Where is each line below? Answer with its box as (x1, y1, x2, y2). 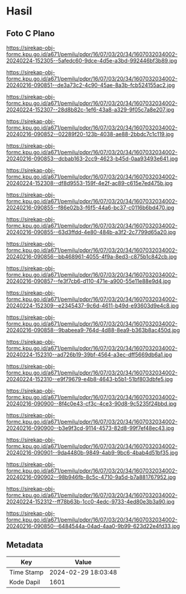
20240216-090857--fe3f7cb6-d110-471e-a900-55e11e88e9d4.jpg (6, 277, 171, 285)
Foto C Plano (6, 28, 55, 39)
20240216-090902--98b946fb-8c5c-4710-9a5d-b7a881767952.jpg (6, 473, 176, 481)
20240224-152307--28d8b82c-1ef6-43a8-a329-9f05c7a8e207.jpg (6, 106, 175, 113)
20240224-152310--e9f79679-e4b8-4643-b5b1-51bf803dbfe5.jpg (6, 376, 173, 382)
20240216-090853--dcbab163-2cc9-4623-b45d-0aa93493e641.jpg (6, 155, 178, 162)
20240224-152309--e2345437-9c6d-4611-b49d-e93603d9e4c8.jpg (6, 302, 179, 309)
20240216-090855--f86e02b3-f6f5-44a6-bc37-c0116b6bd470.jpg (6, 204, 175, 211)
